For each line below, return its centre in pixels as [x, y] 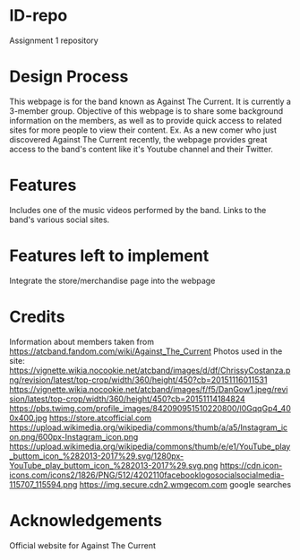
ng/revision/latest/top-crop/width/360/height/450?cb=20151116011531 [138, 379]
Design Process [69, 77]
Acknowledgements [86, 520]
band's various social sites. [60, 220]
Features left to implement [109, 255]
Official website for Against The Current [83, 545]
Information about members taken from [82, 341]
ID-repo [39, 16]
